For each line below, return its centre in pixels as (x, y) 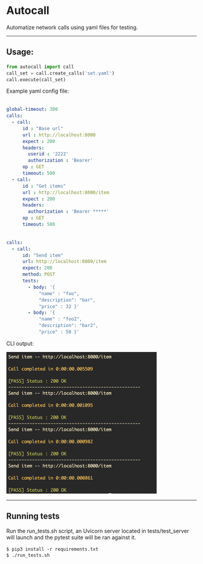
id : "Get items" (44, 186)
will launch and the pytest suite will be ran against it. (71, 537)
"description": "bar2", (68, 326)
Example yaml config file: (38, 91)
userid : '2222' (48, 154)
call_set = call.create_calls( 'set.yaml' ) (60, 73)
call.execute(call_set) (36, 79)
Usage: (20, 52)
